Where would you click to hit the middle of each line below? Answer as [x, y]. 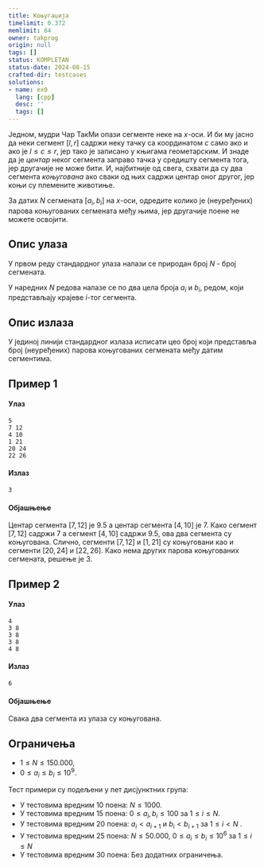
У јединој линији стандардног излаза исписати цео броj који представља [132, 342]
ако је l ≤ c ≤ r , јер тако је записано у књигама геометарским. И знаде [129, 151]
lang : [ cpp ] [35, 97]
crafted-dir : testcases [48, 75]
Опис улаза [38, 245]
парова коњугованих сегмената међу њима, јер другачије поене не [124, 211]
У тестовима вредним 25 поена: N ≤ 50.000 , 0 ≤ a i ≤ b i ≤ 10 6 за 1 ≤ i [136, 836]
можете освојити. [38, 219]
